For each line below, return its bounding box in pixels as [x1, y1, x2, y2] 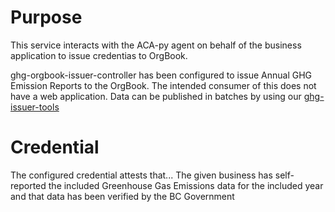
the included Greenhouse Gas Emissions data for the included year [48, 179, 324, 191]
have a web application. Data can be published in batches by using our [10, 90, 302, 102]
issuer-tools [10, 101, 60, 113]
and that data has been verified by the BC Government [10, 190, 235, 202]
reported [10, 179, 47, 191]
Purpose [10, 6, 83, 29]
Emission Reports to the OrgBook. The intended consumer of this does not [10, 79, 317, 91]
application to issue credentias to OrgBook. [10, 49, 188, 61]
